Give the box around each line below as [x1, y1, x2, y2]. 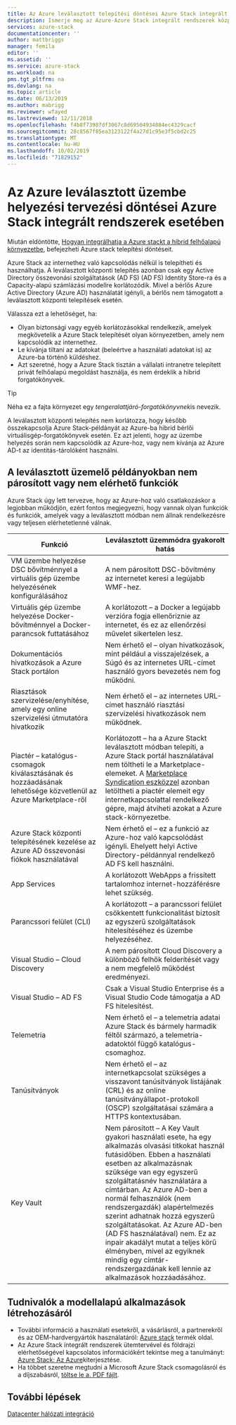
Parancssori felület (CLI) [11, 916, 91, 926]
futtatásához [47, 628, 89, 638]
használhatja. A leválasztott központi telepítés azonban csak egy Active [7, 266, 214, 274]
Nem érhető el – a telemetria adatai [105, 1013, 221, 1022]
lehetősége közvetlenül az [11, 786, 97, 795]
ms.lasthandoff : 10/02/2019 [7, 148, 90, 155]
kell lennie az [168, 1263, 212, 1273]
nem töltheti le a [105, 760, 158, 769]
